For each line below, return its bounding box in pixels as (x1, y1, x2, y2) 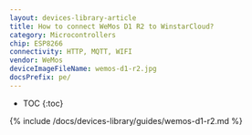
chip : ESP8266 (9, 38, 64, 48)
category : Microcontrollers (9, 30, 117, 39)
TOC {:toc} (22, 98, 64, 109)
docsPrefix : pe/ (9, 73, 71, 82)
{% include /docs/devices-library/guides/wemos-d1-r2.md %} (9, 115, 244, 126)
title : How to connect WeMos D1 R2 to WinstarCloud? (9, 22, 215, 31)
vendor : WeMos (9, 56, 64, 65)
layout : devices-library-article (9, 13, 137, 23)
